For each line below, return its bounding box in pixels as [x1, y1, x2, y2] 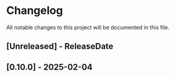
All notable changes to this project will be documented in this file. [6, 24, 170, 31]
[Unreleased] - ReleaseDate [6, 41, 114, 52]
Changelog [6, 4, 63, 18]
